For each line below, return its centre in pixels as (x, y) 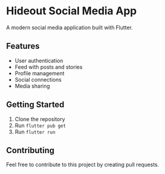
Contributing (30, 150)
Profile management (39, 73)
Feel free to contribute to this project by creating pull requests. (82, 164)
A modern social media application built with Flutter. (70, 27)
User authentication (39, 60)
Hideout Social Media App (72, 11)
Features (23, 46)
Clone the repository (40, 119)
